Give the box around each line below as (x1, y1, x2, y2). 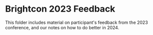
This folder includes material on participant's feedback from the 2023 (5, 19, 148, 25)
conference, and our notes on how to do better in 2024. (5, 24, 120, 30)
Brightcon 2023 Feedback (5, 3, 116, 15)
